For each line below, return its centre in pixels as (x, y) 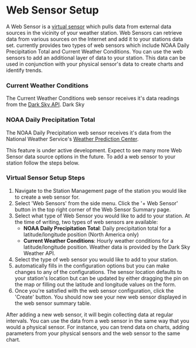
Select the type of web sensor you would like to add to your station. (96, 259)
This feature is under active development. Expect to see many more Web (94, 150)
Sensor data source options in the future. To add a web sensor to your (91, 156)
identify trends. (24, 70)
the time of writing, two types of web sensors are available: (86, 222)
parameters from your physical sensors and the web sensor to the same (93, 333)
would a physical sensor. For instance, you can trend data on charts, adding (98, 327)
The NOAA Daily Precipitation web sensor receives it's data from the (89, 132)
